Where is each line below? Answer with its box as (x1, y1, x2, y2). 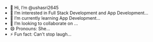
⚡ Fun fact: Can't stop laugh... (10, 31, 72, 37)
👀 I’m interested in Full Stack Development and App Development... (10, 10, 148, 16)
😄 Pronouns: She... (10, 26, 50, 32)
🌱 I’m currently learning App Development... (10, 15, 101, 21)
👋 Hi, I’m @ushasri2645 (10, 5, 59, 10)
